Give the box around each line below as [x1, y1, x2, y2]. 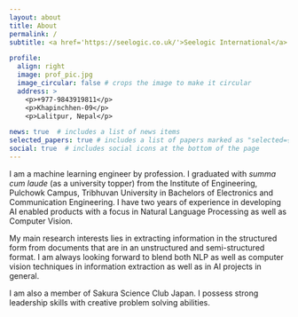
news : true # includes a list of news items [9, 128, 180, 137]
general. [9, 270, 40, 281]
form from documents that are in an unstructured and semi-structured [9, 242, 265, 253]
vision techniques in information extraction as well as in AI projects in [9, 261, 262, 272]
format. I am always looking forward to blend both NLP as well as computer [9, 251, 284, 262]
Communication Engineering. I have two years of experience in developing [9, 196, 282, 207]
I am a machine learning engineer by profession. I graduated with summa [9, 168, 277, 178]
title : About [9, 21, 58, 30]
